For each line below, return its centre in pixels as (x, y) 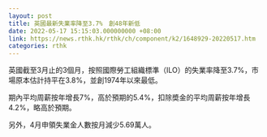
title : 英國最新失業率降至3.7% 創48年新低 (74, 24)
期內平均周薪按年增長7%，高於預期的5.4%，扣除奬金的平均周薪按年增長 (129, 97)
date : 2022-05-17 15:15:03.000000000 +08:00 (85, 31)
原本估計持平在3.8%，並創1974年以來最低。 (88, 80)
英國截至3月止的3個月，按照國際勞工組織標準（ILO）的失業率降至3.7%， (130, 71)
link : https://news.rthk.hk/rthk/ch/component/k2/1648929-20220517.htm (132, 39)
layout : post (30, 16)
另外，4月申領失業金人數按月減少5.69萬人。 (82, 125)
